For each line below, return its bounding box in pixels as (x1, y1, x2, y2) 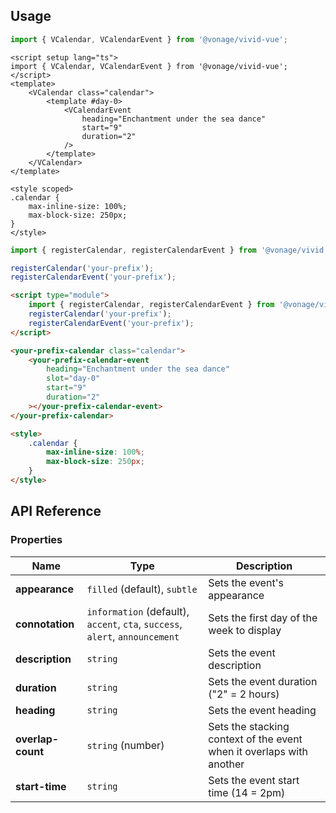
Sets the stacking (208, 719, 290, 733)
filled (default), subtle (86, 582, 198, 596)
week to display (208, 623, 282, 637)
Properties (10, 533, 63, 547)
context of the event (208, 732, 303, 746)
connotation (15, 617, 75, 631)
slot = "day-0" (46, 374, 101, 384)
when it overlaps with (208, 744, 308, 758)
